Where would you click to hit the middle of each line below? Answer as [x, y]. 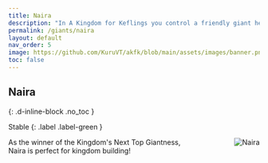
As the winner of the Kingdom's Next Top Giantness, [95, 142]
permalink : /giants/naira [51, 30]
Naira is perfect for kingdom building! [70, 150]
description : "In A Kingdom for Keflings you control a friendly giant [130, 23]
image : [19, 52]
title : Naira [30, 16]
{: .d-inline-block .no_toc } [51, 111]
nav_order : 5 [30, 45]
